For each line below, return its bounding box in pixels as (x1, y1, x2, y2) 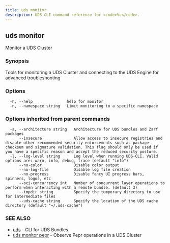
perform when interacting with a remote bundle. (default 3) (5, 185, 138, 190)
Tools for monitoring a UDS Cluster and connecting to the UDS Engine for (5, 69, 159, 75)
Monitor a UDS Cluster (5, 45, 52, 51)
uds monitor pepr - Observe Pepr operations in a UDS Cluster (12, 232, 142, 238)
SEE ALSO (5, 215, 31, 222)
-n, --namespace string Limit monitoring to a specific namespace (10, 103, 158, 108)
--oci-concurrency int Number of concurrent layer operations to (18, 181, 165, 186)
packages (5, 131, 24, 137)
